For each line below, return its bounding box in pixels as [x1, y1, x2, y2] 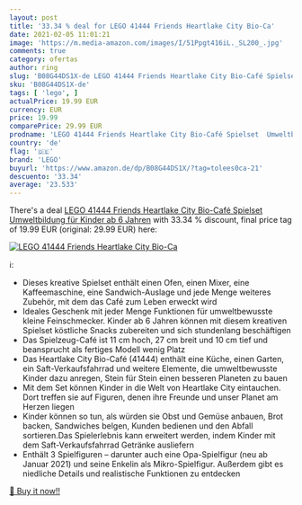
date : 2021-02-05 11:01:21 [9, 30, 111, 39]
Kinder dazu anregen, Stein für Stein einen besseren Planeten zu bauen [22, 373, 288, 384]
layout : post [9, 13, 58, 22]
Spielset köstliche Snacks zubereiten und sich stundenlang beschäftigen [22, 325, 292, 336]
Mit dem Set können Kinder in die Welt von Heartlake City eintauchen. [22, 383, 281, 394]
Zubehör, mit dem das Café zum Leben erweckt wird [22, 297, 218, 307]
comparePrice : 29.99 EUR [9, 122, 102, 131]
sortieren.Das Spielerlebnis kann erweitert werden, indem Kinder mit [22, 430, 276, 441]
